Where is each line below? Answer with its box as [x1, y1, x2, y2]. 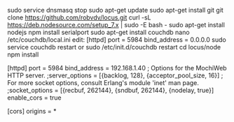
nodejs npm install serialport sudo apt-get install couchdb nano [7, 28, 191, 36]
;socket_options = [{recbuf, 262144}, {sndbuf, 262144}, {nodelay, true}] [7, 86, 214, 94]
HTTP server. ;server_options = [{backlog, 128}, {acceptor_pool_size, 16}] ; [7, 71, 223, 79]
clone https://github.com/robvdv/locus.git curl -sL [7, 13, 152, 22]
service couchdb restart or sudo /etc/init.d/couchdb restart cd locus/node [7, 43, 221, 51]
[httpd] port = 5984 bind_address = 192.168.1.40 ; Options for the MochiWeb [7, 64, 227, 72]
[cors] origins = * [7, 107, 57, 115]
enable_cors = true [7, 93, 62, 102]
